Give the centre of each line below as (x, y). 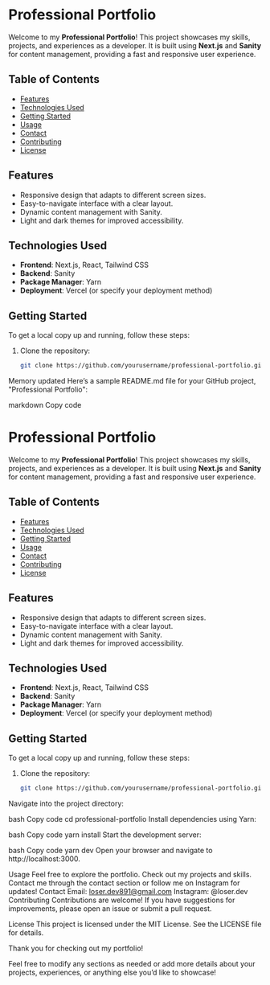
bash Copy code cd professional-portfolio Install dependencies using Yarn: (133, 819)
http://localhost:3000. (44, 859)
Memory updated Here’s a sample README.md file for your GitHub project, (132, 381)
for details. (26, 933)
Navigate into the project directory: (66, 804)
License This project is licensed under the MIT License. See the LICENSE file (135, 924)
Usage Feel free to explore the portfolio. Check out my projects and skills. (130, 875)
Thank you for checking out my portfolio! (76, 948)
